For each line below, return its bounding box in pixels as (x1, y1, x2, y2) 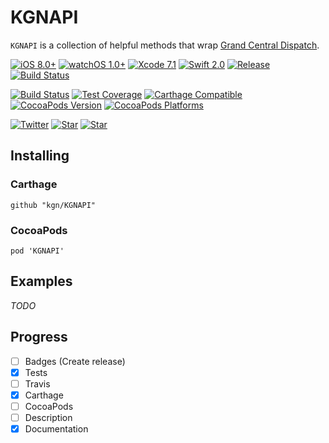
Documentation (24, 422, 89, 435)
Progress (10, 329, 68, 346)
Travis (24, 377, 51, 390)
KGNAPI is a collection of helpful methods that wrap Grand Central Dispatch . (10, 39, 320, 51)
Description (24, 411, 73, 423)
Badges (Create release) (24, 355, 126, 367)
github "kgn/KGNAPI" (10, 200, 97, 210)
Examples (10, 273, 73, 290)
